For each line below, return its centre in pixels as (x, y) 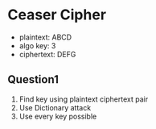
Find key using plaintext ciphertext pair (84, 99)
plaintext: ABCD (45, 37)
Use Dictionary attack (55, 107)
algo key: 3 (37, 45)
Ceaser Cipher (57, 15)
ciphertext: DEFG (47, 54)
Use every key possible (58, 116)
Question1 (33, 79)
